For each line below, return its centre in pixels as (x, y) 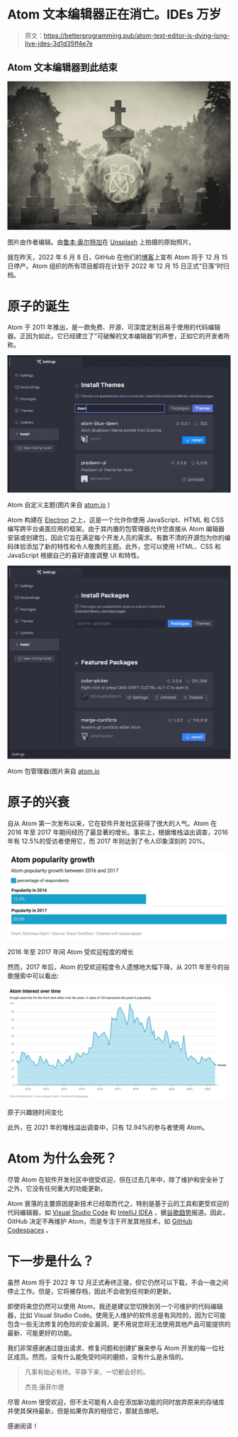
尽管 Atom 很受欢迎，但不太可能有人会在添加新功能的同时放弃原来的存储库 (116, 1402)
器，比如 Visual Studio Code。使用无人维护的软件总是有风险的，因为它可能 (117, 1315)
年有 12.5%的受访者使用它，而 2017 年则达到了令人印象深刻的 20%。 (108, 841)
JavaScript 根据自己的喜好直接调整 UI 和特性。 (75, 555)
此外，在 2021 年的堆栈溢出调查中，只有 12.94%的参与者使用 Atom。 (108, 1127)
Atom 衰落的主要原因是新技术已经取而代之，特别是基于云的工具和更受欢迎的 (118, 1203)
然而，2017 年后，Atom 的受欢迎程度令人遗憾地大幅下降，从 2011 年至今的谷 (119, 967)
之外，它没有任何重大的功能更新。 (57, 1188)
